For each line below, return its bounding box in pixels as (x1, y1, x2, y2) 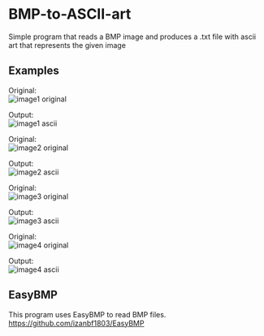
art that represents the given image (8, 40, 126, 50)
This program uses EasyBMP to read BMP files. (8, 309, 167, 319)
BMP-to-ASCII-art (8, 5, 132, 24)
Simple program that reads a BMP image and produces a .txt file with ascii (8, 32, 257, 41)
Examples (8, 64, 59, 78)
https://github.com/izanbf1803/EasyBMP (8, 318, 145, 328)
